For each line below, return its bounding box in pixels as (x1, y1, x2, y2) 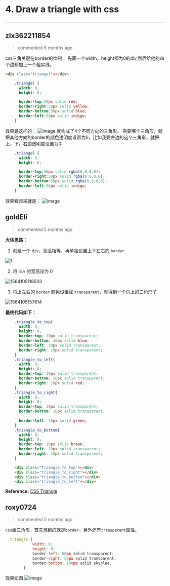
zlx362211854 (5, 31, 51, 40)
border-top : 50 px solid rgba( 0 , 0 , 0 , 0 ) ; (18, 169, 101, 174)
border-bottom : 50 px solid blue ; (18, 109, 87, 114)
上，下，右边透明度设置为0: (5, 140, 63, 146)
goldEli (5, 213, 28, 221)
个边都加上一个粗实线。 (5, 61, 54, 67)
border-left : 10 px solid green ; (18, 418, 87, 423)
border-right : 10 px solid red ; (18, 380, 85, 385)
